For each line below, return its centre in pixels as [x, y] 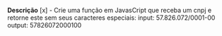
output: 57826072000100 [45, 25]
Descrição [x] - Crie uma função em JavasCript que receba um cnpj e [110, 10]
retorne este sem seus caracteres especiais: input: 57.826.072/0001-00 [111, 18]
